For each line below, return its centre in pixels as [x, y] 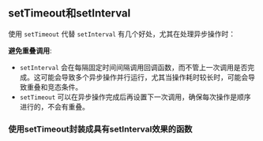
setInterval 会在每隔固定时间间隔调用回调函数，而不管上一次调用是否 [133, 67]
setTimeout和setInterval [70, 13]
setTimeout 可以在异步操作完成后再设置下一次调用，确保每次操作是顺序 [135, 97]
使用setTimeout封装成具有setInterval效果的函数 [100, 129]
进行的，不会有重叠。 [54, 106]
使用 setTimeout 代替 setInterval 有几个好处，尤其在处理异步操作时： [122, 34]
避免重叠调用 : [30, 50]
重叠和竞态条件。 [54, 87]
